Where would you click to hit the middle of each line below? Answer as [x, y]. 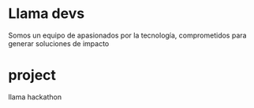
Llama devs [47, 14]
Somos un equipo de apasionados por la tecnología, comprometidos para [127, 35]
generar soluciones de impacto [59, 43]
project [32, 76]
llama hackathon [35, 97]
